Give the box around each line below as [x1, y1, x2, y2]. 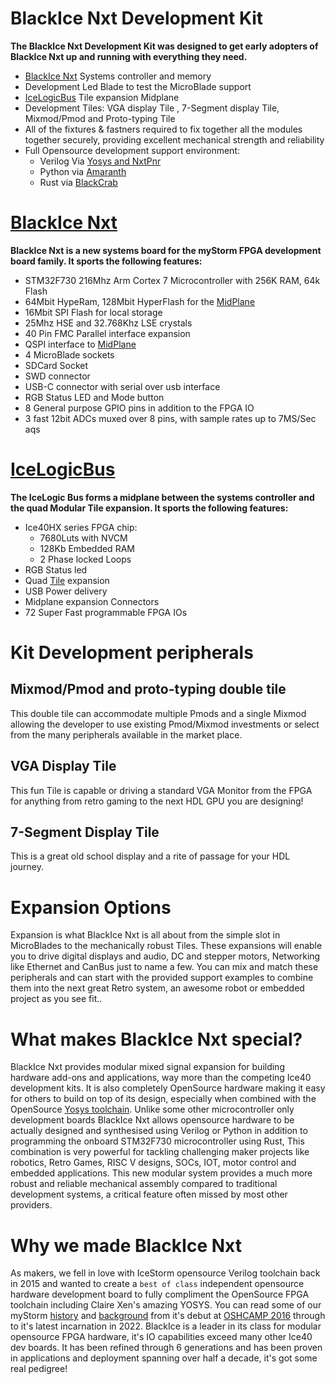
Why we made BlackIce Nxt [10, 1234, 242, 1257]
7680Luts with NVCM [39, 532, 128, 544]
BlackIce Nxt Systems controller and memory [24, 70, 212, 82]
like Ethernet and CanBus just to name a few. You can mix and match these [10, 961, 319, 973]
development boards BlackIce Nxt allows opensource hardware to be [10, 1114, 295, 1126]
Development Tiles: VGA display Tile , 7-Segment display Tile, [24, 102, 280, 114]
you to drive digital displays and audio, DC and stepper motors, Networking [10, 950, 321, 962]
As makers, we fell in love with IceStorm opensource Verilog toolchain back [10, 1267, 321, 1279]
